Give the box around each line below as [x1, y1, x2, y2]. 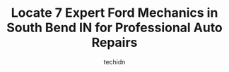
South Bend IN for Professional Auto [6, 20, 223, 36]
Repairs [91, 35, 138, 50]
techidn [103, 57, 126, 66]
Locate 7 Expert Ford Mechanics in [11, 5, 218, 21]
